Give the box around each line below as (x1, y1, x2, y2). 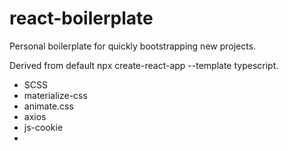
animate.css (23, 100, 74, 112)
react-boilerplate (9, 7, 154, 30)
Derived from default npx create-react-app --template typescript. (9, 59, 279, 71)
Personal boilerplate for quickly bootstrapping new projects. (9, 40, 257, 52)
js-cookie (23, 121, 64, 133)
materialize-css (23, 89, 88, 101)
